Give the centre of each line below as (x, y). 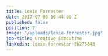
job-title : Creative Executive (44, 38)
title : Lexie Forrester (35, 11)
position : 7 (20, 28)
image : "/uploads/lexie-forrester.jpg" (55, 33)
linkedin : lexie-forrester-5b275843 (50, 44)
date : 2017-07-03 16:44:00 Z (41, 17)
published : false (27, 22)
